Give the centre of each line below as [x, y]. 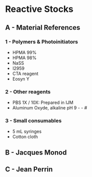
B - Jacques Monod [36, 152]
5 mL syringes [27, 132]
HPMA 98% [24, 58]
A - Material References [43, 28]
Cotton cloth [25, 137]
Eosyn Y [21, 79]
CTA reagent [25, 74]
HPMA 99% [24, 52]
